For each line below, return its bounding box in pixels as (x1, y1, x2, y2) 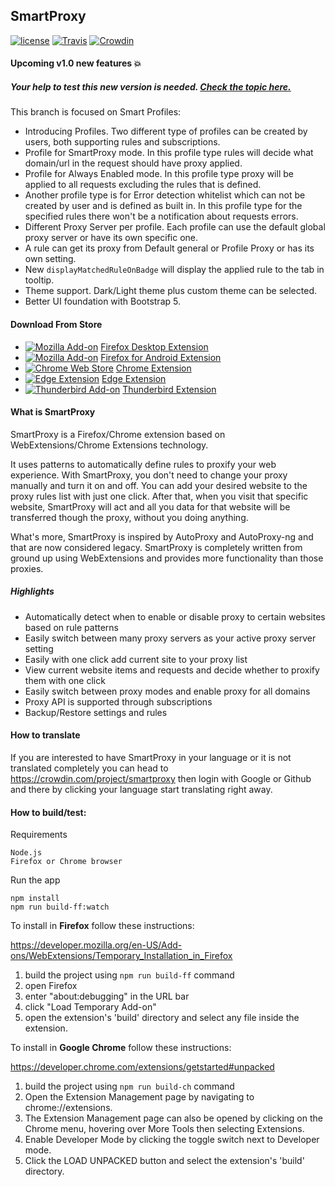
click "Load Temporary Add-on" (24, 1001, 157, 1013)
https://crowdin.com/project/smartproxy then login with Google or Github (10, 772, 312, 784)
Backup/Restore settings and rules (24, 706, 168, 718)
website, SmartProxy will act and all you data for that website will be (10, 500, 291, 513)
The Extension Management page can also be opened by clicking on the (24, 1112, 323, 1124)
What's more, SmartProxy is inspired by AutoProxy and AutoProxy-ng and (10, 530, 314, 543)
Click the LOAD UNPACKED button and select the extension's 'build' (24, 1155, 305, 1167)
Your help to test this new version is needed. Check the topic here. (10, 81, 292, 93)
